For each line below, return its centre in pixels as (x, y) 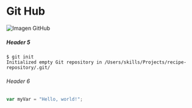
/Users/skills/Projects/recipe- (146, 62)
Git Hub (26, 11)
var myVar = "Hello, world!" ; (45, 99)
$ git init (20, 57)
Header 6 (18, 81)
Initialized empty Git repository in (54, 62)
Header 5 (18, 42)
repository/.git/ (28, 67)
